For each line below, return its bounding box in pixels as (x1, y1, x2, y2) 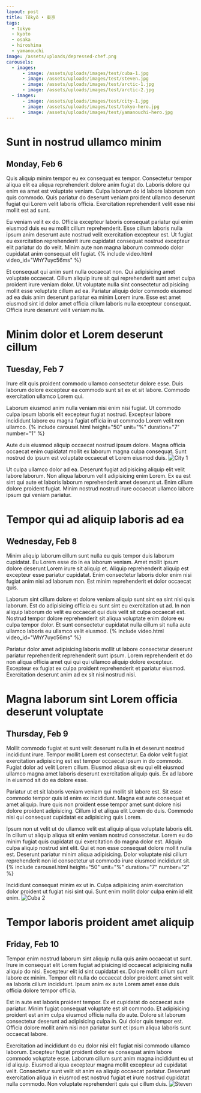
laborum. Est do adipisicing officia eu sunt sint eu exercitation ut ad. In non (6, 602, 191, 609)
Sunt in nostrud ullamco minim (6, 135, 162, 149)
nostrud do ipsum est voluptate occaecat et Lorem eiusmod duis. (6, 454, 167, 462)
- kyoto (11, 31, 31, 37)
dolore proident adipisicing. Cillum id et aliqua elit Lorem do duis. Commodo (6, 807, 194, 814)
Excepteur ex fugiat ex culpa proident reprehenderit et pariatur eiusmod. (6, 664, 185, 672)
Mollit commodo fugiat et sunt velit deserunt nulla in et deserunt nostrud (6, 745, 185, 752)
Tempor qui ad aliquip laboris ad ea (6, 513, 184, 526)
